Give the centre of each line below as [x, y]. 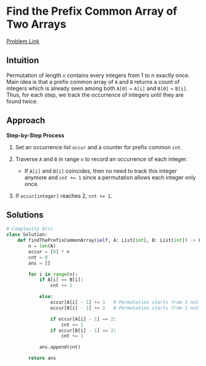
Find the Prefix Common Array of [92, 11]
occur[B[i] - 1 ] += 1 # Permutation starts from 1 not [124, 308]
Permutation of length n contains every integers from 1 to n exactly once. [98, 75]
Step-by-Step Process [35, 135]
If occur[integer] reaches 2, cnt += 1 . [63, 196]
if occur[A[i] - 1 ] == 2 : [83, 319]
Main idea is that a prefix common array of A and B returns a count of [93, 81]
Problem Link [23, 41]
